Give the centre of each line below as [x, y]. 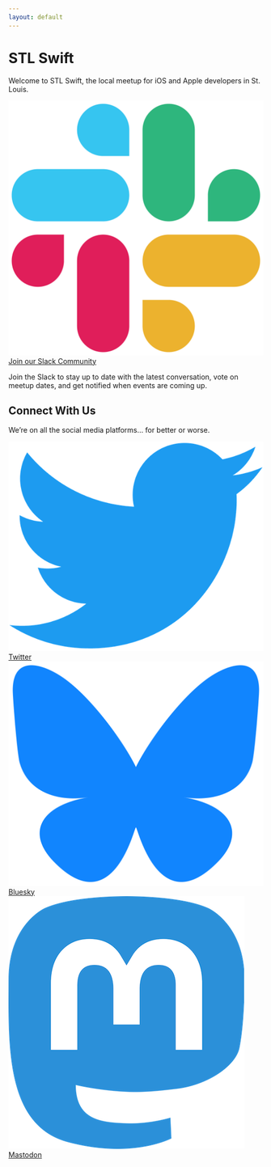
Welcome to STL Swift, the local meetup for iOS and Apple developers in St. [134, 80]
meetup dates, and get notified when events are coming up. [108, 385]
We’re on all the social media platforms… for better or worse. [109, 430]
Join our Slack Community [53, 361]
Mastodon [25, 1154]
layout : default [36, 17]
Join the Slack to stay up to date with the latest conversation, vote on [123, 377]
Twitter [20, 657]
